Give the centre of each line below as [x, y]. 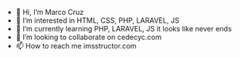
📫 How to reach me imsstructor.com [76, 46]
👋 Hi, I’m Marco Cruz [50, 12]
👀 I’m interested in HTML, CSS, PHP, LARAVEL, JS [97, 20]
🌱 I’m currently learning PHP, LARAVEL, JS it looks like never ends [124, 29]
